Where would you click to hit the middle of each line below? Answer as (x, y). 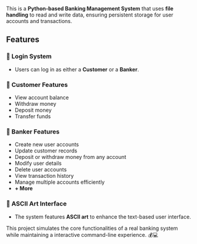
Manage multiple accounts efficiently (60, 182)
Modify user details (38, 163)
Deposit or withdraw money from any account (70, 157)
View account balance (42, 97)
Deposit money (33, 110)
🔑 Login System (29, 57)
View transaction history (44, 176)
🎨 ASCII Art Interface (36, 204)
